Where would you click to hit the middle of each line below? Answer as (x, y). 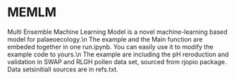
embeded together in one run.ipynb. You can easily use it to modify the (110, 47)
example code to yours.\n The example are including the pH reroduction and (118, 54)
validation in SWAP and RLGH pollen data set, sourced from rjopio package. (117, 61)
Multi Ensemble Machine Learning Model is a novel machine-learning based (117, 32)
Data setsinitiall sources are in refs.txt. (63, 69)
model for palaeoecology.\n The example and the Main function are (105, 39)
